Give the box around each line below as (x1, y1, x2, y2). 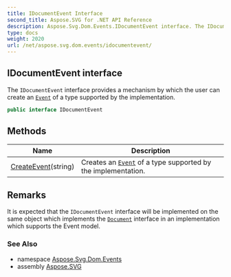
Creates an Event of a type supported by (81, 157, 212, 167)
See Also (7, 239, 38, 249)
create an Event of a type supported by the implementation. (7, 93, 175, 101)
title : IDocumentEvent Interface (7, 10, 103, 17)
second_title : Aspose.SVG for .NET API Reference (7, 16, 153, 23)
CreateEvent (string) (10, 162, 75, 171)
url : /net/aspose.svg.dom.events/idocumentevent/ (7, 42, 153, 49)
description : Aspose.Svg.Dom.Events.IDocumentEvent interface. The (7, 23, 205, 30)
